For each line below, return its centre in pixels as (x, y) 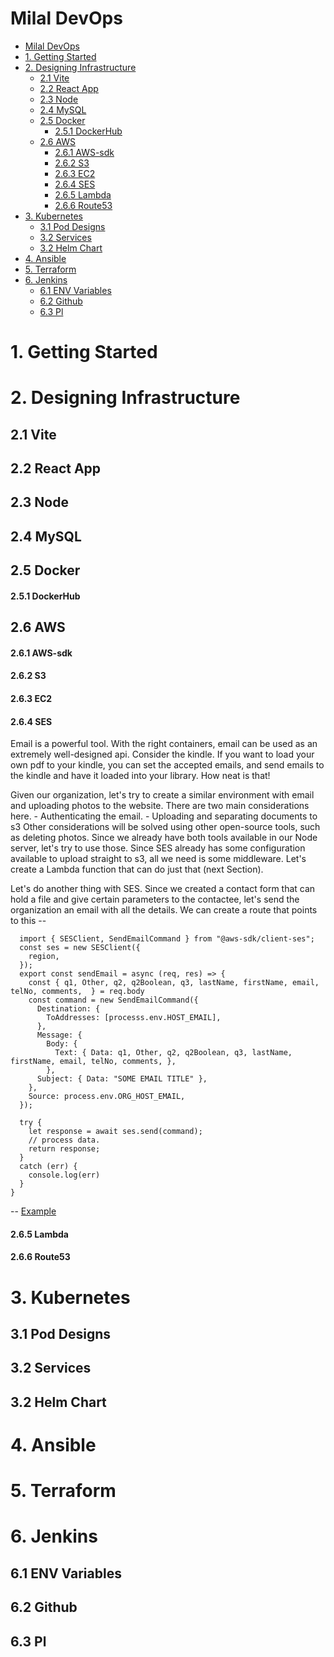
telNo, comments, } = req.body (77, 992)
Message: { (59, 1035)
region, (44, 957)
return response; (64, 1149)
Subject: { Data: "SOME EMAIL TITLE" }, (122, 1079)
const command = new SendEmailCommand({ (113, 1000)
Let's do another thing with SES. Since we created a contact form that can (163, 889)
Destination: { (68, 1009)
